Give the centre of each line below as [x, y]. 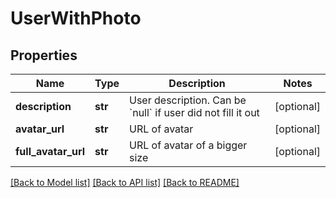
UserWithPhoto [76, 18]
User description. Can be [188, 100]
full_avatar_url [50, 151]
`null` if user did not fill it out [194, 112]
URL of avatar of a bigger [188, 145]
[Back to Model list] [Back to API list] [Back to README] [125, 182]
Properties [44, 55]
